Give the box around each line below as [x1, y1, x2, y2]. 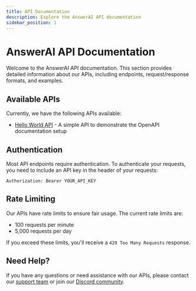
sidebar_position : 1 [6, 19, 57, 25]
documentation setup [14, 127, 67, 135]
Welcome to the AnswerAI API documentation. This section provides [6, 64, 172, 71]
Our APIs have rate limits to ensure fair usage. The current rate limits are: [6, 210, 184, 217]
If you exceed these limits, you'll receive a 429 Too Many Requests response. [6, 238, 191, 246]
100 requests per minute [14, 221, 74, 228]
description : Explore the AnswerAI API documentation [6, 14, 142, 20]
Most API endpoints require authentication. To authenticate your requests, [6, 160, 186, 167]
